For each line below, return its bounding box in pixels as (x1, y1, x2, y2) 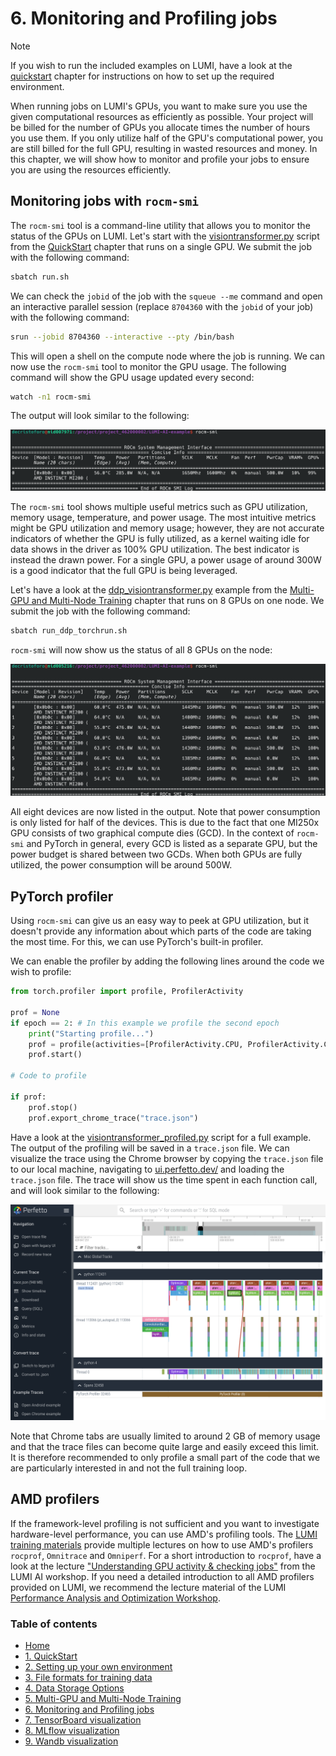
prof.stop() (28, 1102, 78, 1112)
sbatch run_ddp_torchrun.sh (10, 626, 128, 636)
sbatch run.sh (10, 272, 70, 282)
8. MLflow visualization (24, 1725, 120, 1737)
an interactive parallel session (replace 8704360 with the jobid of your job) (10, 300, 314, 312)
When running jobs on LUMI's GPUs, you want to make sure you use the (10, 100, 308, 112)
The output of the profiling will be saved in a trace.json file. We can (10, 1142, 290, 1154)
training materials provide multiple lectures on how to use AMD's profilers (10, 1538, 314, 1551)
